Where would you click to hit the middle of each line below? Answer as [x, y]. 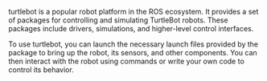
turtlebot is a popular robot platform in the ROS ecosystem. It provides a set [133, 12]
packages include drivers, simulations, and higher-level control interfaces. [131, 28]
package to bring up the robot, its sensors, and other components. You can [133, 53]
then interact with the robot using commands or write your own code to [127, 61]
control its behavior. [41, 70]
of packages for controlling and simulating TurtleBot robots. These [118, 20]
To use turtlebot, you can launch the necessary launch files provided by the [133, 44]
